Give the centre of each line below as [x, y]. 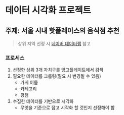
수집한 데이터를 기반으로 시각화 [43, 101]
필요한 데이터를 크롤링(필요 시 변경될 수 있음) [57, 76]
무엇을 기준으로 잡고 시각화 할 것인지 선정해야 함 [67, 108]
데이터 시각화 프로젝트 [48, 10]
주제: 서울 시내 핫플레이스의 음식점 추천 [63, 31]
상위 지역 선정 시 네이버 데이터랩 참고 [54, 44]
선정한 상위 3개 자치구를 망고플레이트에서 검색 [58, 70]
